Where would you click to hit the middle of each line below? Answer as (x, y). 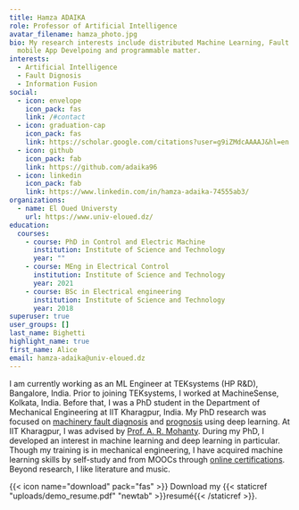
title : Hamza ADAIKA (48, 17)
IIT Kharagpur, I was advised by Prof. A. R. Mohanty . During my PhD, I (137, 431)
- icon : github (46, 150)
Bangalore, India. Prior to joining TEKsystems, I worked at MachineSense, (144, 393)
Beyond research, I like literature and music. (90, 469)
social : (24, 92)
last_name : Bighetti (48, 333)
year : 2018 (53, 308)
